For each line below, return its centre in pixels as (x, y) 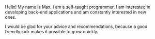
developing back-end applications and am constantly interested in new (76, 12)
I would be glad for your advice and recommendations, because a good (76, 26)
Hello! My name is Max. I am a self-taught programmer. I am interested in (78, 7)
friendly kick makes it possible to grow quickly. (52, 32)
